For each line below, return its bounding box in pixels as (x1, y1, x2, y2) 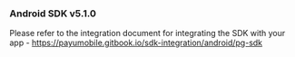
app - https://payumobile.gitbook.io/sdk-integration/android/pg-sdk (9, 37, 263, 48)
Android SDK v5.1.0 (9, 7, 97, 20)
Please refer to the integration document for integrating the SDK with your (9, 28, 286, 39)
